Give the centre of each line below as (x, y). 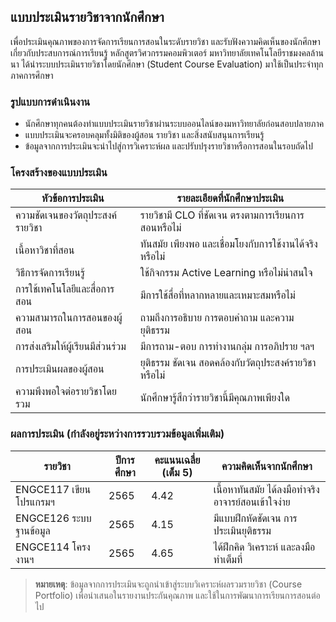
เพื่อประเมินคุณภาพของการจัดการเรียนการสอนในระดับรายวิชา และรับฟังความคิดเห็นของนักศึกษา (165, 41)
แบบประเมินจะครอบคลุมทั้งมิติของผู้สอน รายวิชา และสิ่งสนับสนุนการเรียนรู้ (144, 135)
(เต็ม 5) (177, 472)
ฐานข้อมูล (33, 530)
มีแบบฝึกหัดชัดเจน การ (255, 518)
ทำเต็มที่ (228, 559)
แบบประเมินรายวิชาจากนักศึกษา (87, 17)
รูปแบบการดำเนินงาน (50, 102)
